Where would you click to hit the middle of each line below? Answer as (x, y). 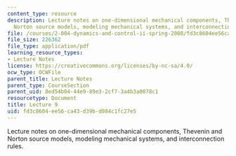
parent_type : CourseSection (48, 85)
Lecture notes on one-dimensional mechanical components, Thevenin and (115, 131)
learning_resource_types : (45, 53)
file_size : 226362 (34, 40)
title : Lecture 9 (33, 105)
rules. (15, 146)
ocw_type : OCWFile (34, 72)
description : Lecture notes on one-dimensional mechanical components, (114, 20)
